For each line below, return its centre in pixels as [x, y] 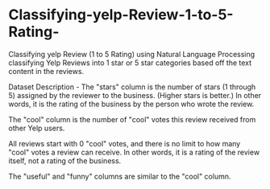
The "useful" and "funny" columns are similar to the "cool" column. [120, 176]
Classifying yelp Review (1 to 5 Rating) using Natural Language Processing [132, 54]
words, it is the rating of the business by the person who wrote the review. [131, 104]
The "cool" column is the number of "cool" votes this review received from [132, 119]
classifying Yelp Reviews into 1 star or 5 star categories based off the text [130, 63]
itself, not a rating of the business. [65, 160]
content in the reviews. [46, 71]
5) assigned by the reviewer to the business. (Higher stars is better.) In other [135, 95]
